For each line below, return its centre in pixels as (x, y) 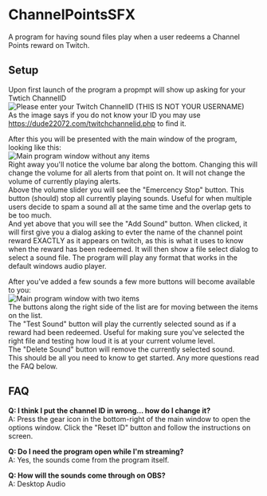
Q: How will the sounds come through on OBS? (87, 475)
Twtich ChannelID (37, 98)
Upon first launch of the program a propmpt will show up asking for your (127, 89)
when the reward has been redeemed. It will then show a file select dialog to (133, 249)
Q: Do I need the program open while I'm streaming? (96, 451)
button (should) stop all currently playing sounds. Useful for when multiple (130, 198)
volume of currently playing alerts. (65, 181)
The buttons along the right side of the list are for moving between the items (133, 307)
